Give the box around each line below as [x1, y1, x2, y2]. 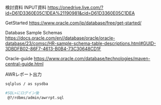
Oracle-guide [5, 56, 33, 62]
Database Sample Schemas [5, 30, 62, 35]
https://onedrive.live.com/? [47, 5, 104, 10]
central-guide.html [5, 61, 44, 67]
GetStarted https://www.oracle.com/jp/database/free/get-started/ [5, 20, 142, 26]
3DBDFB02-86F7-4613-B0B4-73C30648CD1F [5, 46, 102, 51]
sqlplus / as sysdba [5, 81, 49, 86]
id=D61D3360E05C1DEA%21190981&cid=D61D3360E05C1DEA [5, 10, 135, 16]
